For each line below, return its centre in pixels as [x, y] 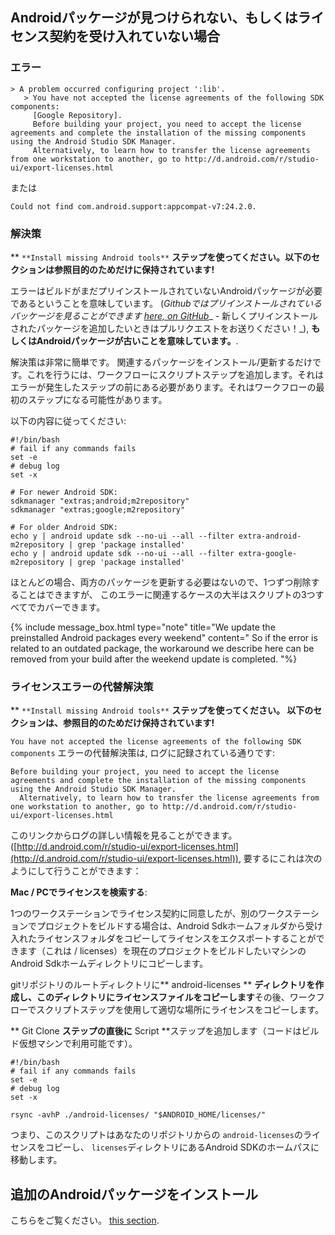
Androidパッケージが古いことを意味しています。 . [137, 340]
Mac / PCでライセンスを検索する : [79, 892]
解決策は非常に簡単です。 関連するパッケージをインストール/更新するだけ [161, 362]
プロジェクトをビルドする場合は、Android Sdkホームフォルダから [171, 926]
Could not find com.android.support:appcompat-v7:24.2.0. [133, 206]
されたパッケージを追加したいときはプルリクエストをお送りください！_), [160, 328]
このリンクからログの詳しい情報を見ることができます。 [124, 835]
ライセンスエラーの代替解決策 [82, 686]
